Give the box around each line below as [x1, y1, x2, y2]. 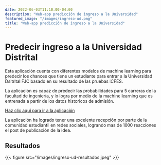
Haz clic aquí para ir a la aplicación [5, 108, 75, 113]
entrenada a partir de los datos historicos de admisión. [5, 98, 114, 104]
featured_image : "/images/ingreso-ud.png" [5, 16, 92, 21]
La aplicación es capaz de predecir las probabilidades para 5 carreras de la [5, 88, 156, 94]
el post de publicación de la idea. [5, 128, 72, 133]
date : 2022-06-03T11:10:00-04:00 [5, 7, 73, 12]
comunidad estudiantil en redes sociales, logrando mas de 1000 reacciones [5, 122, 157, 128]
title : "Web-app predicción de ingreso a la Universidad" [5, 20, 125, 26]
